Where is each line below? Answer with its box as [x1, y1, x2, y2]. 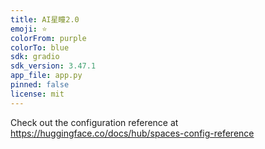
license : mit [10, 89, 65, 99]
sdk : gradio [10, 52, 60, 62]
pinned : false [10, 80, 70, 90]
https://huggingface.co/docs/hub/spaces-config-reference [10, 127, 255, 139]
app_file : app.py [10, 71, 83, 81]
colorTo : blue [10, 42, 70, 53]
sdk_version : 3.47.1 [10, 61, 97, 71]
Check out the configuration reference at [10, 116, 179, 128]
